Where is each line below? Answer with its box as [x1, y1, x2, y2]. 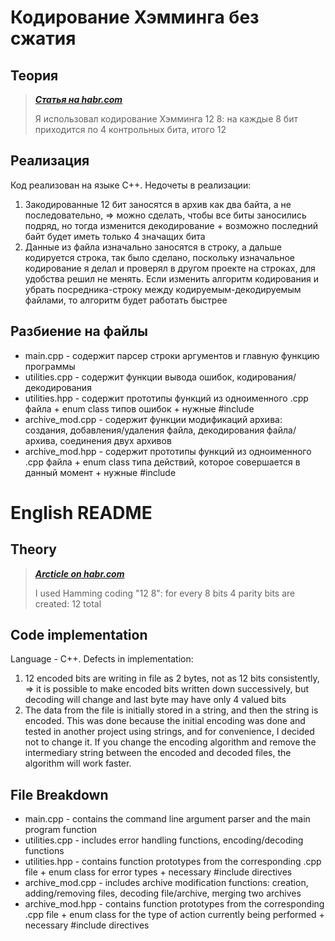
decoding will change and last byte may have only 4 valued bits [24, 694, 287, 706]
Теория [10, 67, 59, 84]
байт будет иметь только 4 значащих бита [24, 230, 206, 242]
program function [24, 824, 98, 836]
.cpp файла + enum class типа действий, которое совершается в [24, 456, 301, 468]
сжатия [10, 27, 77, 50]
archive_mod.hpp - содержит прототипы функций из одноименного [24, 445, 312, 457]
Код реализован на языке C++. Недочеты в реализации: [10, 179, 252, 191]
